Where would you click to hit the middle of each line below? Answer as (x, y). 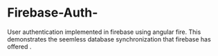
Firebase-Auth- (53, 13)
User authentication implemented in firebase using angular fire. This (104, 32)
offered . (19, 46)
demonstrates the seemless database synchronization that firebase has (109, 39)
